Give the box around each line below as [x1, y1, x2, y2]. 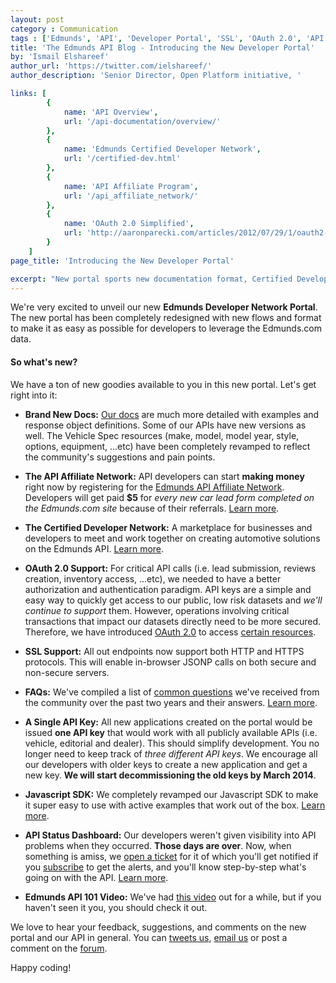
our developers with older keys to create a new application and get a [24, 758, 308, 770]
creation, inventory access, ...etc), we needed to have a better [24, 572, 282, 585]
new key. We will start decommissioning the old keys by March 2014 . [24, 769, 317, 781]
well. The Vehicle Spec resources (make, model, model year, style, [24, 429, 300, 441]
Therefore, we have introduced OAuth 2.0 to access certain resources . [24, 626, 317, 638]
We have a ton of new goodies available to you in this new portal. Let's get [10, 378, 317, 390]
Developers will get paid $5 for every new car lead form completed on [24, 491, 315, 503]
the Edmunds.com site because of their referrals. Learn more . [24, 502, 280, 514]
